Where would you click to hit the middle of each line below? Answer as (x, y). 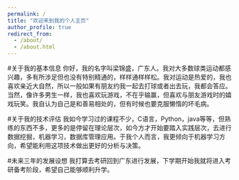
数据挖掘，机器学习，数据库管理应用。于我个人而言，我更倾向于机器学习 (113, 137)
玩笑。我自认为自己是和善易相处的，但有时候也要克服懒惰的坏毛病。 (113, 104)
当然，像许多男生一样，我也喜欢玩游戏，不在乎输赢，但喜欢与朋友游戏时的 (116, 95)
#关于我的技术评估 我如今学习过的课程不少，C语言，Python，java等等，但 (116, 119)
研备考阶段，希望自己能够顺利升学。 (60, 169)
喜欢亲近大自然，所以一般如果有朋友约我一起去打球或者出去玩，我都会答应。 (119, 86)
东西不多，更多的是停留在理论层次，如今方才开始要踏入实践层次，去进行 (126, 128)
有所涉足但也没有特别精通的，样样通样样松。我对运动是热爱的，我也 (132, 77)
